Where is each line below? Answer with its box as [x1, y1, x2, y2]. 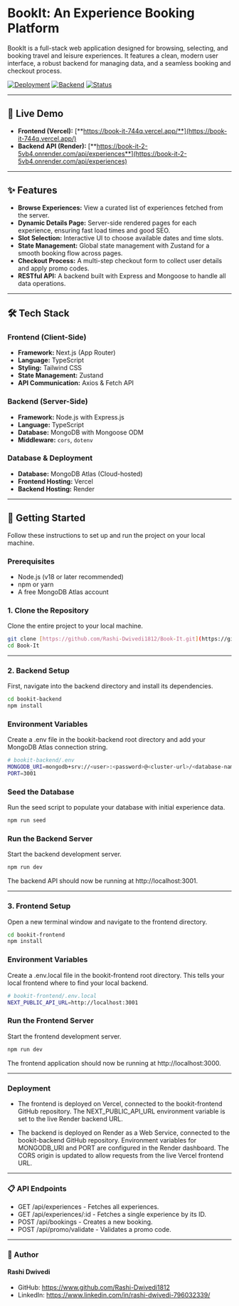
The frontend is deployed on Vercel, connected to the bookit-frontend [17, 1099, 223, 1108]
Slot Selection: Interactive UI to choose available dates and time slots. [17, 233, 224, 242]
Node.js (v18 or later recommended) [17, 572, 124, 581]
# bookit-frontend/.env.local [7, 992, 97, 999]
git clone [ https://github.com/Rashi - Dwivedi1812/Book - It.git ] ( [7, 636, 202, 643]
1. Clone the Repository [7, 605, 89, 615]
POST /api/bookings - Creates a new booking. [17, 1218, 153, 1226]
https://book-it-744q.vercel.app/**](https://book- [83, 126, 228, 135]
